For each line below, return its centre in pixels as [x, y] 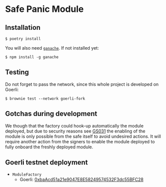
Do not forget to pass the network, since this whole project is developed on [82, 84]
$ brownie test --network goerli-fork [45, 98]
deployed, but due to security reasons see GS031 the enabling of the [75, 131]
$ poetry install [23, 39]
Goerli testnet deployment [47, 162]
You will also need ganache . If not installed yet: [52, 48]
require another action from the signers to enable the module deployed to [80, 141]
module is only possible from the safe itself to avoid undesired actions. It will [83, 136]
